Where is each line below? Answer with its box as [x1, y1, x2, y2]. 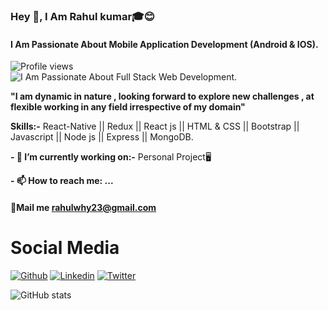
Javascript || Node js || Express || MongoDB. [10, 131, 194, 143]
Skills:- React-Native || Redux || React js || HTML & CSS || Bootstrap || [10, 120, 300, 133]
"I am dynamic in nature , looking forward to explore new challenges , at [10, 90, 315, 103]
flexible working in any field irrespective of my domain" [10, 101, 246, 113]
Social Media [10, 236, 120, 259]
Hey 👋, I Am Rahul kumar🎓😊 [10, 9, 155, 23]
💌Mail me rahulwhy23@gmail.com [10, 201, 157, 213]
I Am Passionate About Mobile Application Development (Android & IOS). [10, 38, 319, 50]
